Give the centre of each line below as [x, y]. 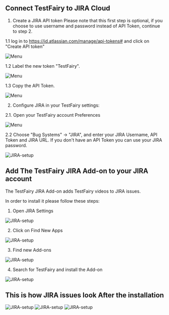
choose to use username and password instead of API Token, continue [86, 26]
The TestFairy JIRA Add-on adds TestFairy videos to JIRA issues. [73, 191]
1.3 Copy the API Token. [30, 85]
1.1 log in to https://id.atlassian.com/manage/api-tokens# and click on [77, 41]
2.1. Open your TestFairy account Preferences [53, 115]
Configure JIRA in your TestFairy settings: [56, 105]
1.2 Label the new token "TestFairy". [43, 66]
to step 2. [23, 31]
